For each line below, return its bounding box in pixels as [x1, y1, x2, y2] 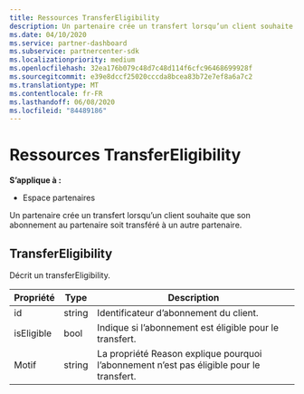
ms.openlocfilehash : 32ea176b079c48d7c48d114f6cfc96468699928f [9, 64, 253, 73]
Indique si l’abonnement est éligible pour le [97, 322, 279, 333]
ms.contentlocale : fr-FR [9, 89, 103, 98]
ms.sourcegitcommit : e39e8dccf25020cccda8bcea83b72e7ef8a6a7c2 [9, 72, 253, 82]
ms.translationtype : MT [9, 81, 100, 90]
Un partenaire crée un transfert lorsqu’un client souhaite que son [9, 210, 252, 221]
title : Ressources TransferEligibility [9, 13, 160, 23]
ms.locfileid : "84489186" [9, 106, 107, 115]
